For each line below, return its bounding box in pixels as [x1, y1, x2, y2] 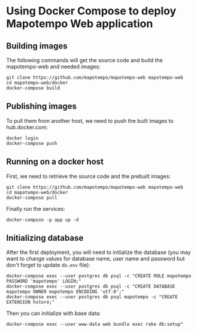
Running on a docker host [6, 157, 104, 167]
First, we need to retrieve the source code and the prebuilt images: [6, 172, 171, 180]
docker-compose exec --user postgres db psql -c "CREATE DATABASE [6, 283, 175, 290]
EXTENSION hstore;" [6, 299, 55, 305]
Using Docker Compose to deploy [6, 4, 177, 18]
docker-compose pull [6, 195, 58, 201]
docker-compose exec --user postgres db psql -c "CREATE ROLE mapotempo [6, 273, 192, 279]
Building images [6, 41, 68, 51]
